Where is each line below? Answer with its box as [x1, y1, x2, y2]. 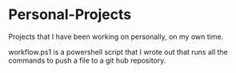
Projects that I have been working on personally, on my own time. [8, 32, 224, 41]
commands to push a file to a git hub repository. [8, 56, 166, 65]
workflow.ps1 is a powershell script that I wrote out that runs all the [8, 47, 228, 56]
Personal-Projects [8, 6, 132, 24]
